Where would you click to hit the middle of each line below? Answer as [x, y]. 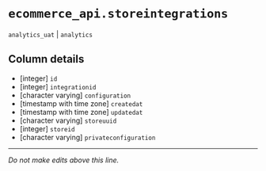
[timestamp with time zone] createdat [81, 103]
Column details [46, 59]
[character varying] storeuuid [68, 120]
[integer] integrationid [58, 86]
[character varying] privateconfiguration [87, 137]
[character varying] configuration [75, 95]
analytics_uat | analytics [51, 34]
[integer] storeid [47, 128]
